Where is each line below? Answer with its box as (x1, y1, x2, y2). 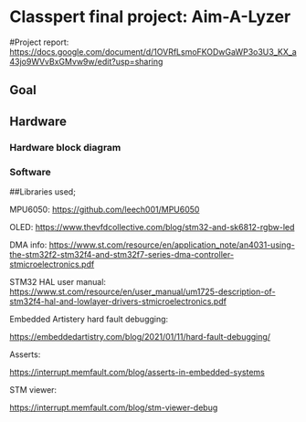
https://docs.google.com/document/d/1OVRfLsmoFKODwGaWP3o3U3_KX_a (9, 46, 297, 57)
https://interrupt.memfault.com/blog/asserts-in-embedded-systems (9, 366, 265, 377)
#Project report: (9, 37, 69, 47)
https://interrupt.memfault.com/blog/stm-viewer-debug (9, 402, 218, 413)
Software (9, 165, 52, 178)
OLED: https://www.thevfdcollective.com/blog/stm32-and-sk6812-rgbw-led (9, 221, 295, 232)
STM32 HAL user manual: (9, 276, 107, 287)
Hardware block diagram (9, 141, 121, 153)
